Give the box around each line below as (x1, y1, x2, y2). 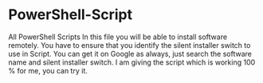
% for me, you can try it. (8, 65, 88, 75)
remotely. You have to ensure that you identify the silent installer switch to (8, 40, 251, 49)
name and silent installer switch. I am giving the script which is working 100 (8, 57, 256, 67)
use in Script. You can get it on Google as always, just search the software (8, 49, 253, 58)
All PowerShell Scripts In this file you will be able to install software (8, 32, 228, 41)
